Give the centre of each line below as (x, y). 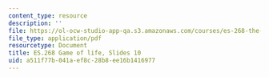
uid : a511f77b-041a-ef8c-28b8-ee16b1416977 (82, 61)
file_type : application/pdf (55, 38)
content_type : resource (48, 16)
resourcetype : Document (48, 46)
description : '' (35, 23)
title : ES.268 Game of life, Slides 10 (75, 53)
